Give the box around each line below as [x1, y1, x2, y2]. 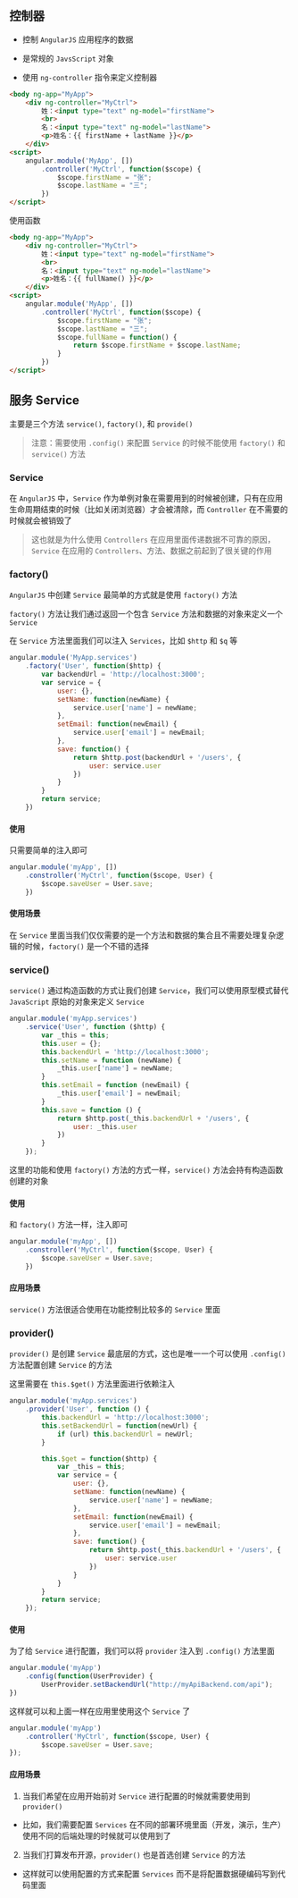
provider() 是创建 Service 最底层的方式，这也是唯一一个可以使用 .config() [9, 1348, 286, 1359]
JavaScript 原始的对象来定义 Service [9, 996, 145, 1008]
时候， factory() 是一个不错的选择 [24, 941, 150, 951]
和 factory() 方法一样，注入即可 [9, 1219, 128, 1230]
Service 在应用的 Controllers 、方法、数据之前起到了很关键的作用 [30, 545, 272, 556]
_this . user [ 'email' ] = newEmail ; [56, 1089, 181, 1098]
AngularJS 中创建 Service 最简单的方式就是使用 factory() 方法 [9, 589, 238, 601]
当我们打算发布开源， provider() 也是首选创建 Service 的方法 [21, 1849, 246, 1860]
